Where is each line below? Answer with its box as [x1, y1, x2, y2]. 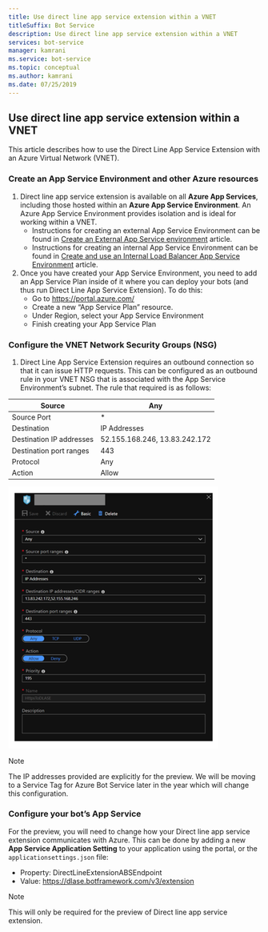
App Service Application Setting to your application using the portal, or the [8, 843, 258, 853]
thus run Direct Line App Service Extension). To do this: [19, 285, 203, 295]
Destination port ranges [11, 445, 90, 456]
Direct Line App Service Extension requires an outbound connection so [19, 357, 254, 368]
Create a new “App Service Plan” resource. [31, 302, 174, 311]
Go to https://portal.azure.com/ [31, 293, 134, 303]
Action [11, 468, 34, 478]
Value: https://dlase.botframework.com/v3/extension [19, 876, 194, 886]
